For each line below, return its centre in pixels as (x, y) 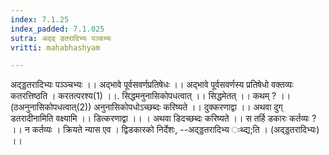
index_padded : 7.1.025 (57, 29)
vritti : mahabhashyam (55, 47)
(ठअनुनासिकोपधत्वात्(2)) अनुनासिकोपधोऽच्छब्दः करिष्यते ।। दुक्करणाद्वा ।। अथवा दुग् (146, 107)
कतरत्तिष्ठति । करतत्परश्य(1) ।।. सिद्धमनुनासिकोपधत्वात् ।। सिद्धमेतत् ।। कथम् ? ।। (151, 96)
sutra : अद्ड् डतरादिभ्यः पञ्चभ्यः (61, 38)
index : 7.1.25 (40, 19)
